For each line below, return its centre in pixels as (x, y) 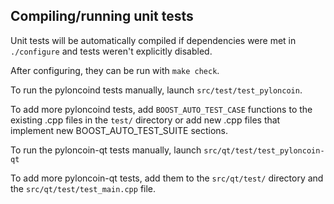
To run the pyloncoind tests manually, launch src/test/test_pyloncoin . (156, 90)
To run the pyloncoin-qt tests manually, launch (106, 150)
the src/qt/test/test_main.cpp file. (83, 188)
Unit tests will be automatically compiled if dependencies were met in (153, 40)
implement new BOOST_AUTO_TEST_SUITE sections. (119, 130)
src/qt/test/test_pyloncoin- (264, 150)
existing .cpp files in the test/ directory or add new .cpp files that (145, 120)
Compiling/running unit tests (102, 16)
